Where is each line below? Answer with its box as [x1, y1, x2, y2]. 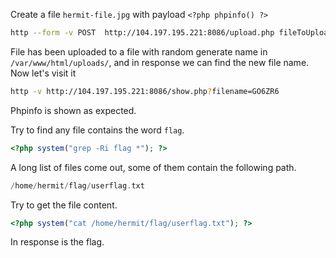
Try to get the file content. [10, 199, 118, 211]
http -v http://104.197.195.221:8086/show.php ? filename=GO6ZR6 [10, 86, 280, 96]
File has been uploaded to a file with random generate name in [10, 45, 268, 58]
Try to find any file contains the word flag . [10, 124, 185, 136]
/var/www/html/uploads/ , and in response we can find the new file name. [10, 56, 310, 68]
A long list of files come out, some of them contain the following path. [10, 161, 297, 173]
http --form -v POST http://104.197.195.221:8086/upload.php [10, 28, 275, 38]
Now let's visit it [10, 67, 77, 79]
